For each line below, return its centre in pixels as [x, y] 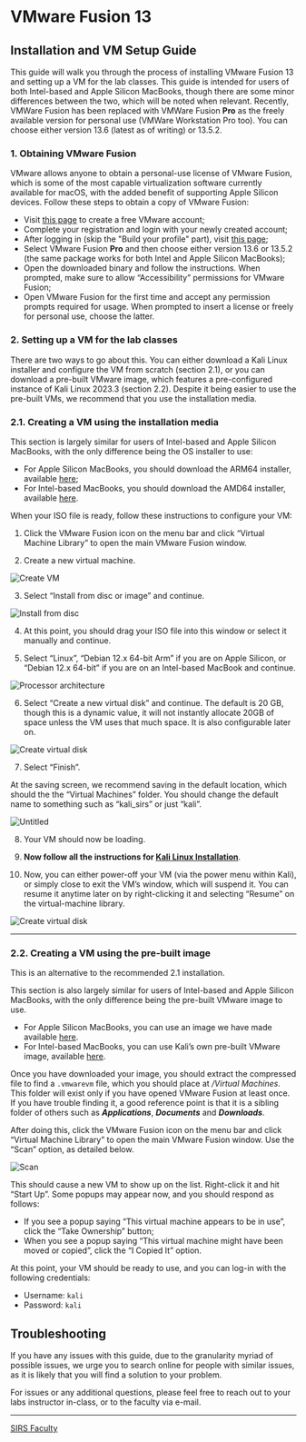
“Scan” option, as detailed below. [72, 1149]
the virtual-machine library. [74, 903]
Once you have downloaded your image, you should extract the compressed [153, 1074]
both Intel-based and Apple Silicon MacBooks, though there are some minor [153, 91]
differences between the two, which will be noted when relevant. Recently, [150, 101]
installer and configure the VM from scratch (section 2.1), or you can [138, 369]
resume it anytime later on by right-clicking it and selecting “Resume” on [159, 893]
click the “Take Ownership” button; [89, 1231]
